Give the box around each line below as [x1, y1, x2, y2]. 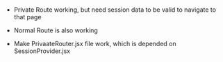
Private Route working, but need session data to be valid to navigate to [13, 6, 217, 14]
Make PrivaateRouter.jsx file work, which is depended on [13, 40, 177, 48]
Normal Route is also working [13, 26, 99, 34]
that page [13, 13, 42, 21]
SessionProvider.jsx [13, 47, 71, 55]
